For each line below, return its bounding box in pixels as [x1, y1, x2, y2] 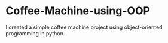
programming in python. [5, 29, 65, 37]
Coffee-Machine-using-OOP [5, 4, 151, 18]
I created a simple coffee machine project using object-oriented [5, 24, 163, 31]
